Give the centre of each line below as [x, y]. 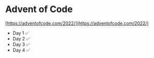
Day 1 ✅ [21, 33]
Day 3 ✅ [21, 44]
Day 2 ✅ [21, 38]
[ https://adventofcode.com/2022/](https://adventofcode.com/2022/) [77, 23]
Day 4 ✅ [21, 50]
